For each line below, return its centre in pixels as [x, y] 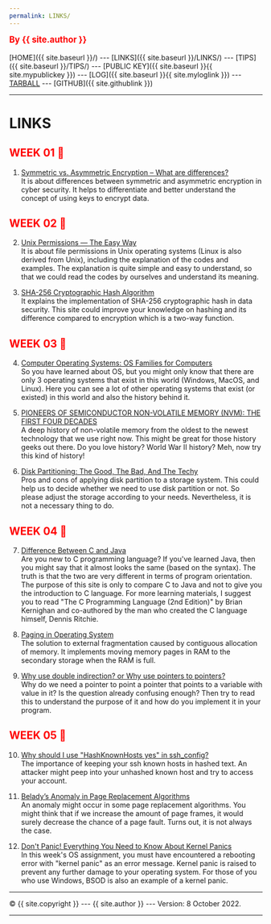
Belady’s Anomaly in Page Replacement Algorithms [105, 796]
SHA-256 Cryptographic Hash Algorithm [88, 293]
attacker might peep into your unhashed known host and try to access [137, 772]
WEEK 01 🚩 [37, 153]
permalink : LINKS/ [40, 16]
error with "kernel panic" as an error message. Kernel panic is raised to [138, 863]
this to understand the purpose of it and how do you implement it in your [141, 701]
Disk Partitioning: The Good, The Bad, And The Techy [109, 472]
